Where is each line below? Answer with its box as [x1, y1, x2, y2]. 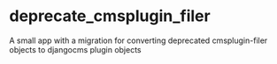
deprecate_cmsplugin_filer [9, 6, 211, 26]
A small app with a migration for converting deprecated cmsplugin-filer [9, 35, 268, 46]
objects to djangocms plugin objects [9, 44, 142, 54]
